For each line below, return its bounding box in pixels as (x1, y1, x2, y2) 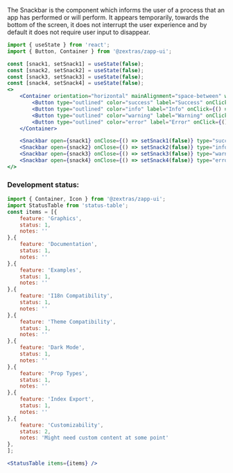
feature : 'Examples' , (19, 267, 82, 274)
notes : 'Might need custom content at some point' (19, 434, 169, 442)
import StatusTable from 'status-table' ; (7, 201, 129, 209)
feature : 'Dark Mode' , (19, 344, 85, 351)
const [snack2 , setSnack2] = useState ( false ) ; (7, 67, 144, 74)
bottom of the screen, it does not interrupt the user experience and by (7, 21, 207, 28)
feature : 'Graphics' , (19, 215, 82, 222)
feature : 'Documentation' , (19, 241, 98, 248)
